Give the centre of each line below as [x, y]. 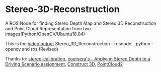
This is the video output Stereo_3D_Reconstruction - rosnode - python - [79, 43]
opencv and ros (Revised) [32, 49]
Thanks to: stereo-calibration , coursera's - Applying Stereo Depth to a [78, 58]
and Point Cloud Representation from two [48, 28]
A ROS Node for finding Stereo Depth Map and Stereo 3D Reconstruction [81, 23]
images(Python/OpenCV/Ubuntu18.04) [45, 34]
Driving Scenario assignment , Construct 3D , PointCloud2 [64, 64]
